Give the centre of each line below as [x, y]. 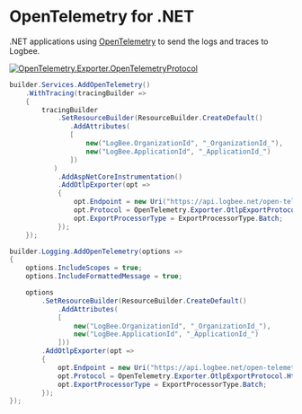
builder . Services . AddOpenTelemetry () [80, 84]
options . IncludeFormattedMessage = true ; [104, 277]
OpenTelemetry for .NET [102, 17]
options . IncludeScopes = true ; [84, 268]
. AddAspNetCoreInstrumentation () [120, 177]
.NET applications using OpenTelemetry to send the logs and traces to [139, 41]
